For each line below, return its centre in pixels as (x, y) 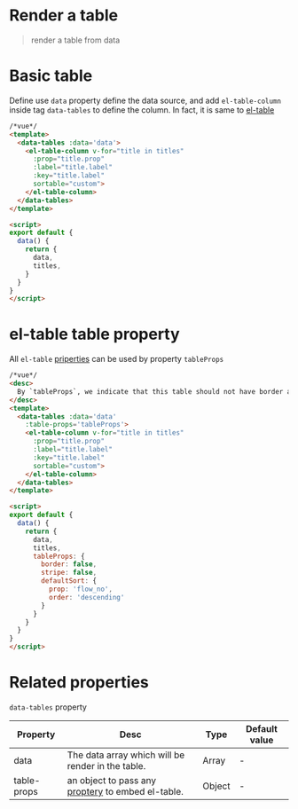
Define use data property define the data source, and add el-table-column (145, 100)
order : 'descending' (86, 597)
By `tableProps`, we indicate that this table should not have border (150, 391)
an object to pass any (112, 780)
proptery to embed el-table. (125, 792)
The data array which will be (126, 755)
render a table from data (75, 40)
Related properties (79, 683)
